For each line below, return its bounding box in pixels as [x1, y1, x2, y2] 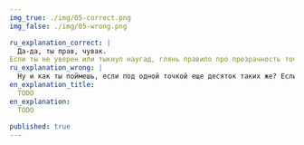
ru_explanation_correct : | [9, 38, 111, 47]
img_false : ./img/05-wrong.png [9, 22, 128, 31]
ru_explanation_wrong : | [9, 63, 103, 72]
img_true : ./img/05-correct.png [9, 13, 131, 23]
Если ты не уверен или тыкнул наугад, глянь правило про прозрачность [9, 55, 281, 64]
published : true [9, 122, 71, 131]
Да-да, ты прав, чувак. [17, 46, 107, 55]
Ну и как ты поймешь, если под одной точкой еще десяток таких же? [17, 72, 278, 82]
